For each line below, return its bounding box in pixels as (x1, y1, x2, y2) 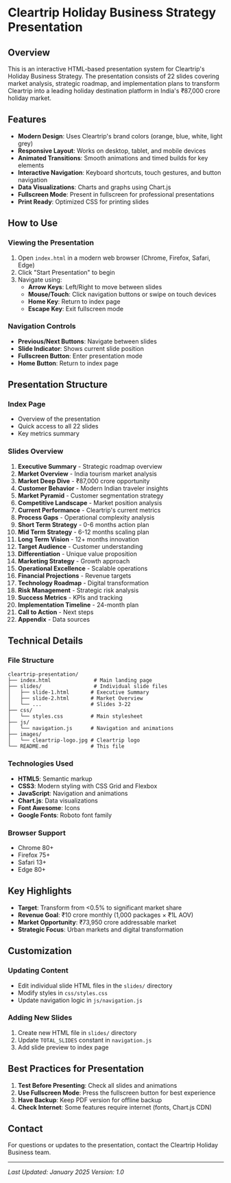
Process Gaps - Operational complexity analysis (17, 513, 155, 522)
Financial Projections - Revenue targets (17, 571, 132, 580)
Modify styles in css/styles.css (17, 988, 108, 997)
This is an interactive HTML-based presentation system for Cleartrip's (8, 65, 205, 73)
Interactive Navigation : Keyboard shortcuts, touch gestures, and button (17, 168, 221, 176)
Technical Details (8, 635, 84, 647)
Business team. (8, 1148, 51, 1156)
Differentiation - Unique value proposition (17, 550, 138, 558)
